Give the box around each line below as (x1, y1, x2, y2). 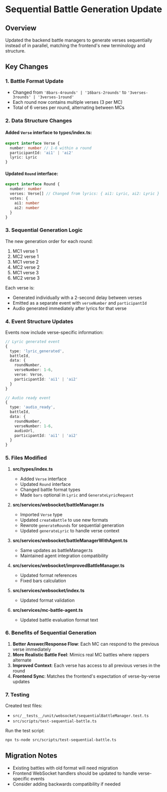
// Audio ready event (5, 395, 51, 400)
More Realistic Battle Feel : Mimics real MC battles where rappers (12, 651, 149, 657)
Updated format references (20, 572, 77, 578)
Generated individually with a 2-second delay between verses (12, 295, 142, 301)
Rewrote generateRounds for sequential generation (20, 522, 124, 528)
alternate (12, 657, 32, 663)
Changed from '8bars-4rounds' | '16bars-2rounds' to (12, 89, 127, 95)
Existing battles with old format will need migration (12, 765, 118, 771)
